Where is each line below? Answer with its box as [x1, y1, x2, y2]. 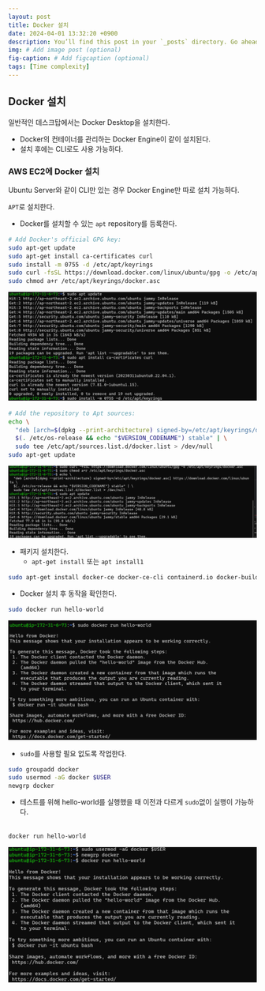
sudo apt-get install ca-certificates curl [8, 252, 154, 260]
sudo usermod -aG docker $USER [8, 774, 111, 782]
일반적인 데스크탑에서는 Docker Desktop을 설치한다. [8, 117, 170, 126]
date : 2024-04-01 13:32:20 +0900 [8, 29, 118, 37]
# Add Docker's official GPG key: [8, 236, 122, 243]
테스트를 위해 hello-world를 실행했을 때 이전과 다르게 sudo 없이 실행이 [19, 797, 233, 807]
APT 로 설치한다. [8, 202, 55, 211]
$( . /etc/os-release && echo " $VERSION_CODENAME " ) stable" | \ [15, 435, 228, 443]
